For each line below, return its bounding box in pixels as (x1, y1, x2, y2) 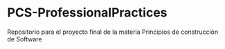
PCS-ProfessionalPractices (7, 5, 168, 21)
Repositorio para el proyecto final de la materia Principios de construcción (7, 28, 219, 36)
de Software (7, 35, 43, 43)
